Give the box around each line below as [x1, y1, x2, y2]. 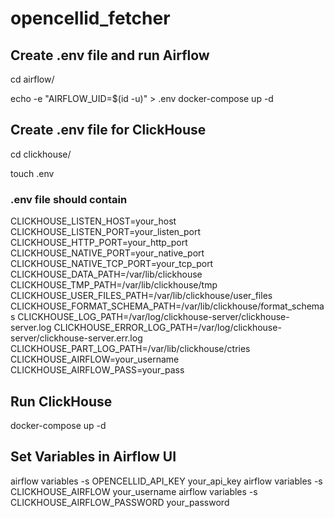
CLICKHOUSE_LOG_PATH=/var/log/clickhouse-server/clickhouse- [17, 311, 290, 323]
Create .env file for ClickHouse [10, 122, 207, 139]
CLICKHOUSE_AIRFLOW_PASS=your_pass [10, 364, 185, 376]
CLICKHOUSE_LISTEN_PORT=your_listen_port [10, 226, 202, 238]
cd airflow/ [10, 73, 55, 85]
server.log [10, 322, 52, 334]
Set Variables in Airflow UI [10, 448, 177, 466]
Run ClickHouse [10, 393, 113, 410]
